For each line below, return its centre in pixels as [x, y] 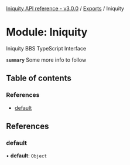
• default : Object [27, 156]
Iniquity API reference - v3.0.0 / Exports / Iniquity [65, 9]
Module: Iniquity [47, 32]
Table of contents [39, 78]
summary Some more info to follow [46, 60]
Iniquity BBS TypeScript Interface [46, 48]
